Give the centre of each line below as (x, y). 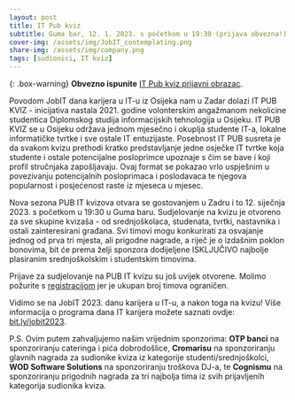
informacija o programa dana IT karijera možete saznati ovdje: (122, 312)
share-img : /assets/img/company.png (77, 50)
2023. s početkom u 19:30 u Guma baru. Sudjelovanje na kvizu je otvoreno (145, 212)
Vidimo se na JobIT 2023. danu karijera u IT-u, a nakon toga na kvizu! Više (145, 303)
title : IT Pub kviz (45, 26)
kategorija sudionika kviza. (58, 385)
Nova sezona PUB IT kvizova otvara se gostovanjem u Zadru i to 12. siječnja (147, 203)
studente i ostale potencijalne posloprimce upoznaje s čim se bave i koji (140, 157)
